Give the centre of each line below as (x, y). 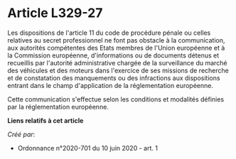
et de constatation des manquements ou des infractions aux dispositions (114, 78)
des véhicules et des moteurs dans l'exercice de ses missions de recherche (118, 70)
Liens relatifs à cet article (45, 120)
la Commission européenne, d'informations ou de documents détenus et (113, 55)
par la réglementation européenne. (58, 106)
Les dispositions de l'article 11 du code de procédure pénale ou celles (109, 33)
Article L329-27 (55, 13)
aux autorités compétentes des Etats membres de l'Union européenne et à (116, 48)
